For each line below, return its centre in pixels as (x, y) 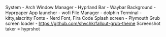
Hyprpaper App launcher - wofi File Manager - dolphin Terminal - (74, 13)
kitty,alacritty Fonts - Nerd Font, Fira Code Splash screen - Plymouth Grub (82, 18)
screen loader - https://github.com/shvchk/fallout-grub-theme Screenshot (83, 23)
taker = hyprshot (23, 29)
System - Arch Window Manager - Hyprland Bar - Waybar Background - (81, 7)
